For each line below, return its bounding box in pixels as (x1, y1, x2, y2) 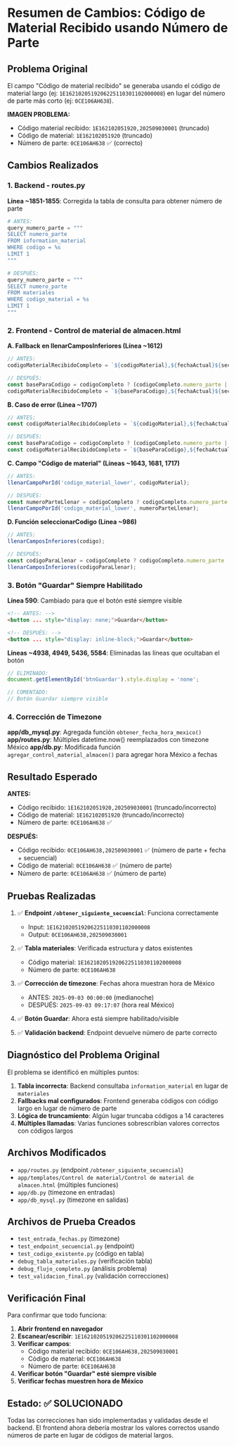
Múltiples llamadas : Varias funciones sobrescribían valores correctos (17, 1119, 220, 1127)
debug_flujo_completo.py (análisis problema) (17, 1264, 147, 1273)
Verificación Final (7, 1292, 86, 1304)
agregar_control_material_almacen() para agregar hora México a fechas (7, 750, 218, 759)
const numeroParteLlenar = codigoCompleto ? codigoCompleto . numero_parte (7, 498, 228, 505)
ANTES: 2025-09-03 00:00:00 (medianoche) (27, 993, 155, 1001)
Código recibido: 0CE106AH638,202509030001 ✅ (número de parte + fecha (17, 846, 226, 855)
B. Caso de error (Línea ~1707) (7, 400, 98, 409)
